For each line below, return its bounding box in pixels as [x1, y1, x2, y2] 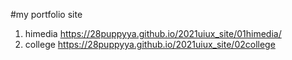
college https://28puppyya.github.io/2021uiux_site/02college [24, 39, 276, 50]
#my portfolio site [10, 9, 83, 20]
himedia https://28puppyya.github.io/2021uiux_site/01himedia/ [24, 28, 282, 39]
